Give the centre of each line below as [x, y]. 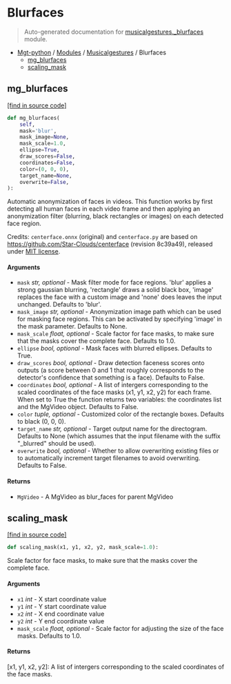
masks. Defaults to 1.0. [49, 636]
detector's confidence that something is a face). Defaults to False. [111, 377]
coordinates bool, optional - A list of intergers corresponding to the [112, 385]
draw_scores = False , [48, 156]
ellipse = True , [40, 150]
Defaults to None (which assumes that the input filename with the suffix [119, 436]
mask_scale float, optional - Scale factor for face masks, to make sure [115, 334]
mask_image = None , [44, 137]
